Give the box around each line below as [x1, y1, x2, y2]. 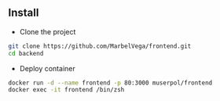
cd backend [8, 49, 44, 57]
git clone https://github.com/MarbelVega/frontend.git [8, 42, 192, 50]
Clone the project [19, 27, 76, 36]
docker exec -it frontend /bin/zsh [8, 86, 125, 94]
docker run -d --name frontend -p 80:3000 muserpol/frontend [8, 78, 213, 87]
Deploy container [19, 63, 76, 73]
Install [8, 6, 39, 20]
